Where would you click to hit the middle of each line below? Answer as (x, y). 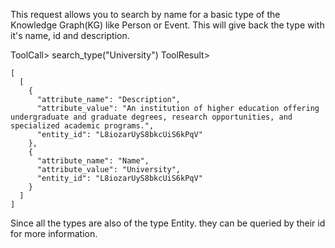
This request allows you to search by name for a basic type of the (145, 14)
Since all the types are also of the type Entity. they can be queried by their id (168, 223)
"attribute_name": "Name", (93, 161)
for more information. (54, 233)
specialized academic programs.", (82, 126)
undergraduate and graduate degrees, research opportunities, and (151, 117)
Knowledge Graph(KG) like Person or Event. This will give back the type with (167, 25)
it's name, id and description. (70, 35)
